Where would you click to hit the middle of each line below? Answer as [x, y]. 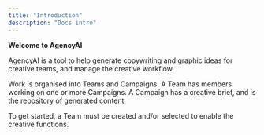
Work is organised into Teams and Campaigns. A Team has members [120, 84]
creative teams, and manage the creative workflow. [91, 68]
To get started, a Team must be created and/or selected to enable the [121, 115]
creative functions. [39, 124]
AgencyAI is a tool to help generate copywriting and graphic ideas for [121, 60]
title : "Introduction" [45, 15]
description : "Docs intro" [52, 23]
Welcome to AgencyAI [45, 45]
